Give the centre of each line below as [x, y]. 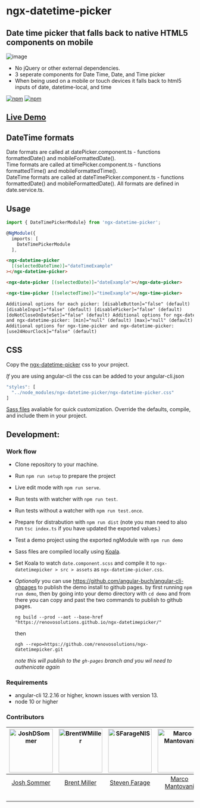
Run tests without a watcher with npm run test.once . [79, 511]
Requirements [27, 682]
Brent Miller [81, 782]
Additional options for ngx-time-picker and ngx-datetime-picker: [90, 326]
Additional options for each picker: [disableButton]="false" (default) [98, 304]
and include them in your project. [47, 416]
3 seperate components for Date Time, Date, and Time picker [90, 74]
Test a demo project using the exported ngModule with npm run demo [99, 540]
